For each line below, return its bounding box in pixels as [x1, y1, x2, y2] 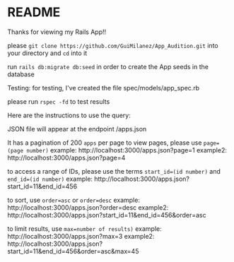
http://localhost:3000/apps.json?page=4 [7, 153, 126, 162]
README [7, 4, 61, 20]
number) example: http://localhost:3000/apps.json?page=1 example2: [25, 145, 228, 154]
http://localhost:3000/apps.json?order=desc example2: [7, 203, 169, 212]
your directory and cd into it [7, 49, 88, 57]
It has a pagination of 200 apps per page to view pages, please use [7, 138, 202, 147]
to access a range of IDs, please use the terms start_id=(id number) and [7, 167, 221, 175]
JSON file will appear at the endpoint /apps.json [7, 124, 147, 133]
